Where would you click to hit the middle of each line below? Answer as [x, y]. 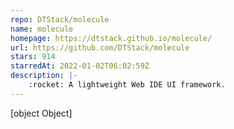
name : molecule [42, 29]
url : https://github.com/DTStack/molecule [100, 47]
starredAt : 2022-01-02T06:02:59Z [80, 66]
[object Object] [41, 113]
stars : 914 [33, 57]
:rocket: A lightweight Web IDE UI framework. [127, 85]
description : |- [44, 76]
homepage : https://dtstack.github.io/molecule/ [111, 38]
